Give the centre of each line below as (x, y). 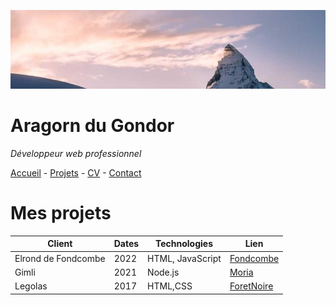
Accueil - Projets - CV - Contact (76, 172)
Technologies (184, 244)
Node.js (163, 272)
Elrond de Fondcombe (60, 258)
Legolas (31, 286)
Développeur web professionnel (76, 153)
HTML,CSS (170, 286)
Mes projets (61, 213)
